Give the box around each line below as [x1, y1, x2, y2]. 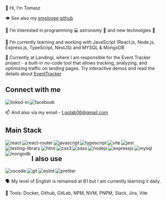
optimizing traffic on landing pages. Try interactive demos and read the [5, 65, 155, 71]
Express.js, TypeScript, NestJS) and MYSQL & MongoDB [5, 44, 125, 51]
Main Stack [5, 126, 42, 135]
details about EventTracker [5, 71, 62, 77]
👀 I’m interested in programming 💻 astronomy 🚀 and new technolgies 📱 [5, 27, 156, 33]
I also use [31, 154, 62, 163]
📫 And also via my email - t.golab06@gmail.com [5, 109, 108, 115]
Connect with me [5, 85, 61, 94]
